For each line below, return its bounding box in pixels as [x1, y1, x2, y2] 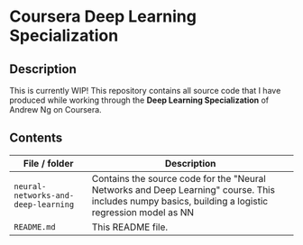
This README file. [91, 221, 169, 233]
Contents [9, 131, 63, 146]
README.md [14, 222, 56, 231]
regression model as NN [91, 205, 195, 218]
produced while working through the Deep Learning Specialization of [9, 95, 270, 105]
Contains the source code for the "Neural [91, 172, 266, 185]
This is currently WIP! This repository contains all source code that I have [9, 86, 281, 95]
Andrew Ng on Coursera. [9, 104, 102, 114]
